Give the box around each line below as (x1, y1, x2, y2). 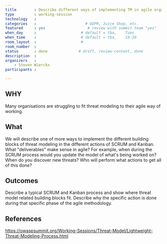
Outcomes (5, 177, 38, 185)
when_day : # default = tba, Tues (5, 30, 135, 35)
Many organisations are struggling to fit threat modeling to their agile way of (5, 103, 161, 109)
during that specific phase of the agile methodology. (5, 200, 113, 206)
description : (5, 53, 37, 59)
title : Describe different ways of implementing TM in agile (5, 7, 153, 12)
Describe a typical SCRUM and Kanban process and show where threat (5, 189, 152, 196)
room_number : (5, 44, 37, 49)
